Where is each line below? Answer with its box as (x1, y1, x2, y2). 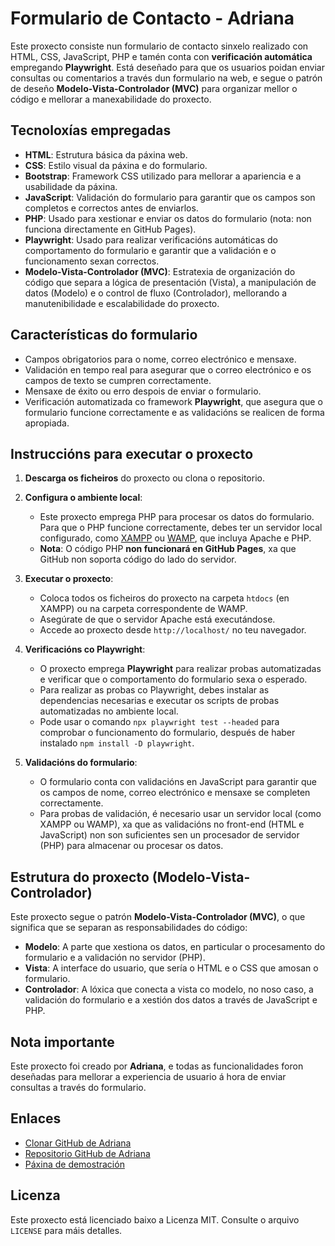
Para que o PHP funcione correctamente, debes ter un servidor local (39, 522, 323, 534)
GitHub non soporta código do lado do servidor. (39, 553, 237, 566)
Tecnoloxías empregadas (10, 122, 172, 139)
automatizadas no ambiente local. (39, 705, 179, 717)
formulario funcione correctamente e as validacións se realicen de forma (24, 406, 325, 418)
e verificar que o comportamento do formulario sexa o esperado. (39, 673, 308, 686)
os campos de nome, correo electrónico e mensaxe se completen (39, 787, 311, 799)
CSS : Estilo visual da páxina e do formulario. (24, 159, 208, 171)
